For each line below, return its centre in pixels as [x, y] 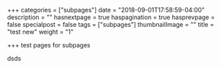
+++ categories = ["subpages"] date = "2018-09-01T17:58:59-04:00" [106, 10]
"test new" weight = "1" [40, 32]
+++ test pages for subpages [49, 45]
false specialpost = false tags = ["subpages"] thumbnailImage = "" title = [110, 24]
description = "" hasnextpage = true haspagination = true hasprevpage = [111, 17]
